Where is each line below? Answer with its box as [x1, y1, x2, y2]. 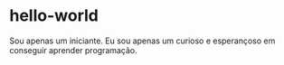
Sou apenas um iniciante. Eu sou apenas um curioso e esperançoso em [9, 35, 276, 46]
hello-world [9, 5, 99, 26]
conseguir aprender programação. [9, 44, 137, 55]
